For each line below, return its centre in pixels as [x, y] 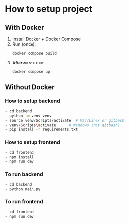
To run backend [24, 174]
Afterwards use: [29, 63]
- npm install [20, 157]
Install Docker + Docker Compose [47, 39]
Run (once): [24, 44]
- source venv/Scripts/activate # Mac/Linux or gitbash [65, 121]
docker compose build [34, 53]
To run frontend [24, 201]
